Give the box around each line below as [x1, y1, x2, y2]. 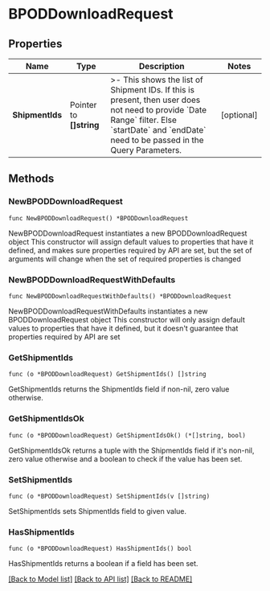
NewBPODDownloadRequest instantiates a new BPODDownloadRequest [8, 228, 247, 238]
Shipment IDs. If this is [110, 84, 195, 95]
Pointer [69, 100, 97, 110]
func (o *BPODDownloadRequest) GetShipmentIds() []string [8, 371, 207, 379]
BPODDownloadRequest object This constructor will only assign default [8, 314, 245, 324]
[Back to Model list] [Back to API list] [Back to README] [8, 574, 193, 584]
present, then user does [110, 94, 201, 105]
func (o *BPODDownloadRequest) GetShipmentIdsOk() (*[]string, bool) [8, 431, 247, 439]
